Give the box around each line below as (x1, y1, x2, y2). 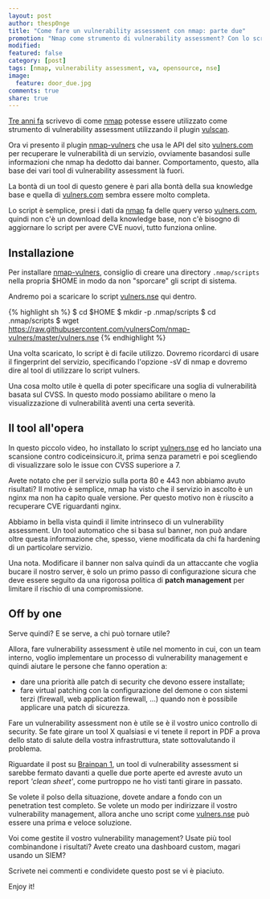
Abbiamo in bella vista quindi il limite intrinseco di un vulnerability (8, 517, 224, 526)
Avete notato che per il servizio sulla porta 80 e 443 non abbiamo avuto (8, 476, 246, 485)
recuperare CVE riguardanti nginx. (8, 501, 122, 511)
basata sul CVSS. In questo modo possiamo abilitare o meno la (8, 390, 216, 399)
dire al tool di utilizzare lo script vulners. (8, 365, 141, 375)
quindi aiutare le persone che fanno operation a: (8, 661, 168, 670)
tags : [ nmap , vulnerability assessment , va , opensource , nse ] (8, 64, 221, 72)
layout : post (8, 11, 52, 20)
